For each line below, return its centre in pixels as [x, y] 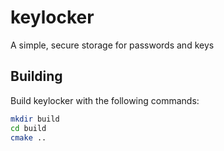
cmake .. [28, 137]
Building [36, 76]
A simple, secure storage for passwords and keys [112, 45]
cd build [28, 128]
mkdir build [35, 119]
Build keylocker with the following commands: [105, 100]
